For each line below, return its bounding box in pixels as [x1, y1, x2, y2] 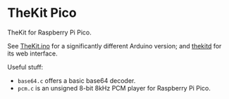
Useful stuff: [7, 62, 44, 71]
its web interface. [7, 49, 58, 58]
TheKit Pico [7, 5, 77, 21]
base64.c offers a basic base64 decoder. [17, 76, 136, 85]
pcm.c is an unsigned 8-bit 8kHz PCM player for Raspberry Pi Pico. [17, 84, 211, 92]
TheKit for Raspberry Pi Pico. [7, 28, 92, 37]
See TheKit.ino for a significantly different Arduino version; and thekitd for [7, 41, 222, 50]
